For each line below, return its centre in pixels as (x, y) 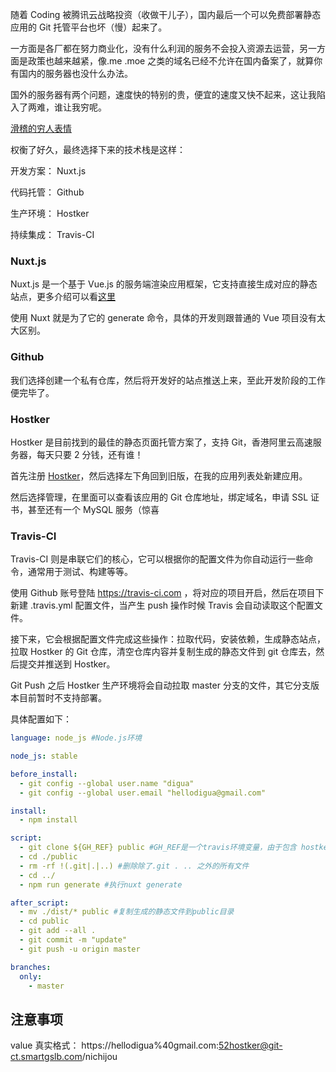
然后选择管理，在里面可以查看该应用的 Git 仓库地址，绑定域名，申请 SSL (159, 497)
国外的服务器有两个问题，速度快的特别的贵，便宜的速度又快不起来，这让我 (163, 94)
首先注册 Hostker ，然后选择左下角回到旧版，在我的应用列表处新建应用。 (159, 475)
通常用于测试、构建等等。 (80, 572)
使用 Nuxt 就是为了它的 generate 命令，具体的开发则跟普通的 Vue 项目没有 (163, 318)
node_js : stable (44, 756)
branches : (31, 967)
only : (31, 976)
